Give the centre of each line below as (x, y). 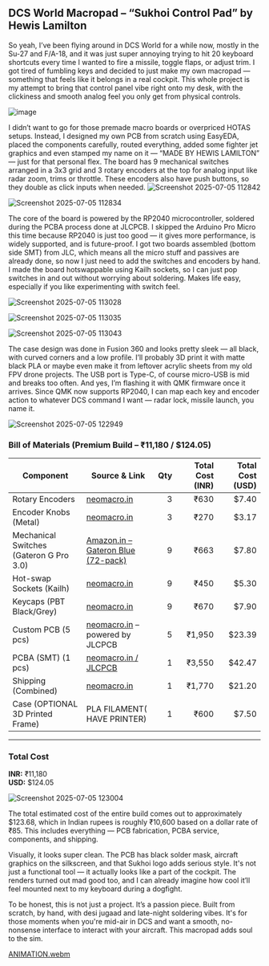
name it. (22, 408)
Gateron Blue (111, 551)
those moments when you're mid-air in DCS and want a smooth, (114, 922)
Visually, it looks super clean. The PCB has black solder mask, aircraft (123, 855)
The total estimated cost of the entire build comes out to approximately (125, 813)
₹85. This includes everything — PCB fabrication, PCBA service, (114, 831)
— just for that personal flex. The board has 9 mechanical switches (119, 161)
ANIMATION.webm (39, 954)
